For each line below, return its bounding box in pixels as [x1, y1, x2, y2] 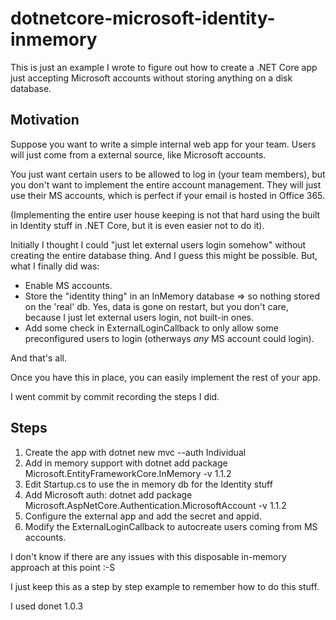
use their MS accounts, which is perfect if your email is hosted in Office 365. [10, 189, 326, 201]
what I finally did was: [10, 260, 100, 272]
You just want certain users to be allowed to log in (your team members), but [10, 168, 326, 180]
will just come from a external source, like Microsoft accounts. [10, 148, 267, 161]
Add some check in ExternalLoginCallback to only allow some [24, 322, 280, 334]
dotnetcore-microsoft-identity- [10, 7, 276, 30]
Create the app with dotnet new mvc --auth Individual [24, 446, 247, 458]
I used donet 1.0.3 [10, 600, 84, 612]
